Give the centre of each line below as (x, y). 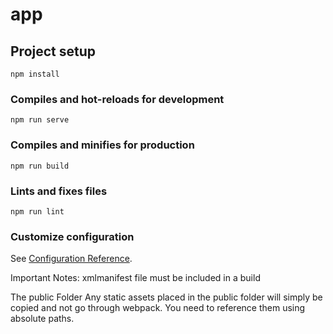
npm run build (40, 166)
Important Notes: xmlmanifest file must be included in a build (135, 278)
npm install (35, 74)
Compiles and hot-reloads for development (117, 99)
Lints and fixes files (59, 191)
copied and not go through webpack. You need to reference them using (158, 308)
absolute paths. (42, 319)
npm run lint (37, 211)
